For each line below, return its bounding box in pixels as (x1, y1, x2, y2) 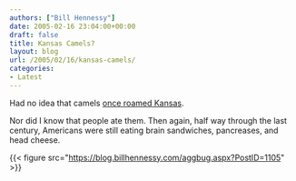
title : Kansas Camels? (9, 38, 95, 48)
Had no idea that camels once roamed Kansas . (9, 97, 184, 108)
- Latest (9, 73, 43, 82)
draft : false (9, 30, 59, 39)
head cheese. (9, 134, 61, 146)
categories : (9, 65, 54, 74)
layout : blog (9, 47, 59, 56)
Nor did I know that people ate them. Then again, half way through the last (9, 115, 288, 126)
